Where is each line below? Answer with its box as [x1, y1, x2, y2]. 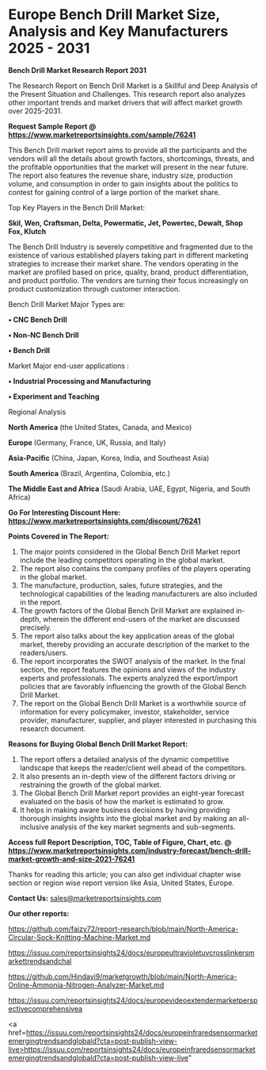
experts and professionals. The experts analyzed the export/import [19, 673, 238, 683]
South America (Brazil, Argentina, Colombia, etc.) [8, 468, 171, 477]
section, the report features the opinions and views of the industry [19, 665, 236, 674]
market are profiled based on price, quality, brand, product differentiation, [8, 267, 249, 277]
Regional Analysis [8, 407, 66, 416]
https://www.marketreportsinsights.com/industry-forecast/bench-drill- [8, 846, 252, 855]
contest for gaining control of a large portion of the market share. [8, 187, 221, 197]
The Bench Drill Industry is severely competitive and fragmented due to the [8, 242, 253, 251]
